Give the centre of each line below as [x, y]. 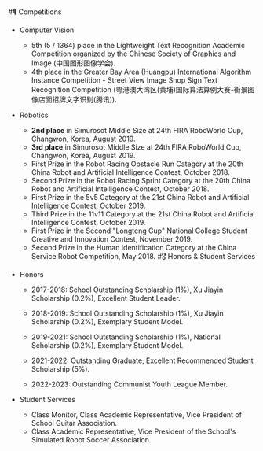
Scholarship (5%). [60, 369]
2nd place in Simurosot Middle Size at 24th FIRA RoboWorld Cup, [137, 130]
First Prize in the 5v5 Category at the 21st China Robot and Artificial [140, 197]
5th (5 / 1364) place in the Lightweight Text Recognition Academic [138, 45]
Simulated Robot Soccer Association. [91, 440]
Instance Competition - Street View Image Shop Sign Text [124, 80]
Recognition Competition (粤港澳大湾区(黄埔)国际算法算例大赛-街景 [139, 89]
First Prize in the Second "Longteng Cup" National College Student [139, 231]
